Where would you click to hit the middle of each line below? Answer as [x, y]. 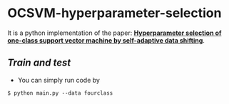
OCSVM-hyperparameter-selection [114, 13]
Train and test [39, 63]
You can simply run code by [58, 80]
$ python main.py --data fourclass [60, 93]
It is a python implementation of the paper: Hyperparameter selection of [114, 33]
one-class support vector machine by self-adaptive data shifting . [106, 40]
